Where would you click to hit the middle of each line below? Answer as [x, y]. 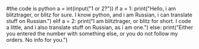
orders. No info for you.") [37, 40]
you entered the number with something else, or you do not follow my [92, 34]
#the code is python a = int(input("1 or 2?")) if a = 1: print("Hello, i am [91, 9]
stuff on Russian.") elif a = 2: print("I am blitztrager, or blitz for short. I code [99, 21]
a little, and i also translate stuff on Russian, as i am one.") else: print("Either [100, 27]
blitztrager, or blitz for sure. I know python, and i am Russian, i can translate [99, 15]
